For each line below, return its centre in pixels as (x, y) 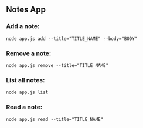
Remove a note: (29, 53)
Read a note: (24, 107)
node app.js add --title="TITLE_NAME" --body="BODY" (72, 38)
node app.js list (27, 92)
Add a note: (23, 26)
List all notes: (25, 80)
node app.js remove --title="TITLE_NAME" (57, 65)
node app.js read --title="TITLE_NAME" (55, 119)
